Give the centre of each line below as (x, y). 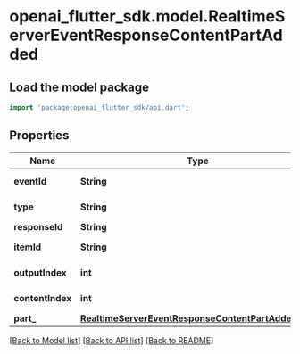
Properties (39, 136)
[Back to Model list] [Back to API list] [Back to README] (112, 340)
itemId (28, 247)
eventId (30, 181)
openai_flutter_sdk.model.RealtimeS (147, 16)
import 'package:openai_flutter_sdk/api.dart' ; (100, 108)
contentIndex (43, 298)
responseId (38, 226)
